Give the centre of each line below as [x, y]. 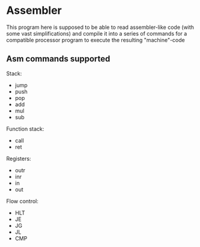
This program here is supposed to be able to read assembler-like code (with [100, 27]
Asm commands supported [58, 59]
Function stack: [25, 129]
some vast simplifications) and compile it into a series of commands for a [97, 33]
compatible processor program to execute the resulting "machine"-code [95, 40]
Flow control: [23, 201]
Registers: [19, 158]
